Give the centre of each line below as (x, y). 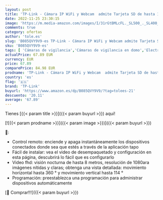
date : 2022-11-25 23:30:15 (32, 18)
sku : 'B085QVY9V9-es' (27, 46)
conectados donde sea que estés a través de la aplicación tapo (75, 147)
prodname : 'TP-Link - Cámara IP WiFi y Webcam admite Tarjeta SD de (77, 73)
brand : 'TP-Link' (23, 86)
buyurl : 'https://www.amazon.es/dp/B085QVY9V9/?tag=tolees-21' (70, 91)
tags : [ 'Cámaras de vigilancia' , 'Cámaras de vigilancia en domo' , (75, 50)
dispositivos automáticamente (42, 183)
